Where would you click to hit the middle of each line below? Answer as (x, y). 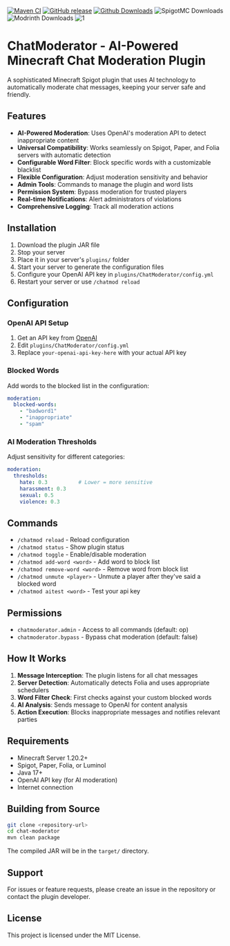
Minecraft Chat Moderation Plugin (106, 61)
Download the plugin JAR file (58, 245)
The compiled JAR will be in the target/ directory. (78, 851)
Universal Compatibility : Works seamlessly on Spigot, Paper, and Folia (118, 147)
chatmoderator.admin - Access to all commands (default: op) (103, 630)
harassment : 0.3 (43, 489)
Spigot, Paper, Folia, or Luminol (61, 765)
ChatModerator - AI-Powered (93, 46)
